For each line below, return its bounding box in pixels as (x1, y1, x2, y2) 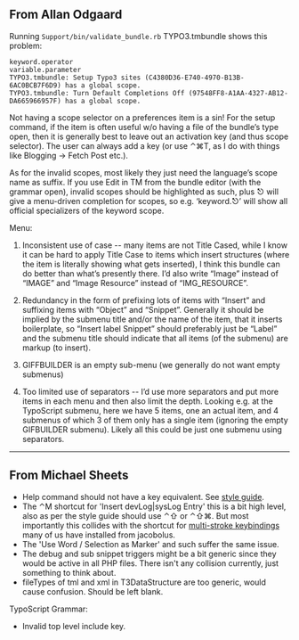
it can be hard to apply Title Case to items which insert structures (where (21, 249, 290, 259)
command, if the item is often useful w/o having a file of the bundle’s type (9, 121, 279, 132)
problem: (9, 40, 43, 51)
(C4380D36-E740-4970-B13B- (144, 73, 245, 82)
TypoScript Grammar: (9, 603, 89, 614)
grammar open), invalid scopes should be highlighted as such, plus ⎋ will (9, 186, 279, 197)
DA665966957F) (9, 96, 62, 105)
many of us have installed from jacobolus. (21, 529, 176, 540)
